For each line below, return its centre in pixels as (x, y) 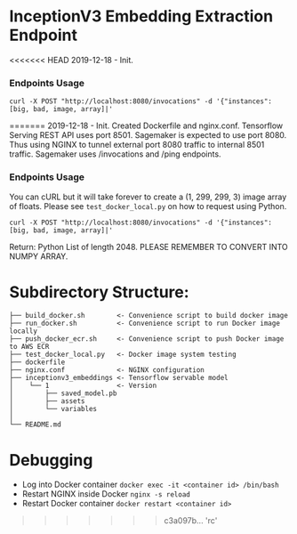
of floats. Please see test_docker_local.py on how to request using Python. (148, 206)
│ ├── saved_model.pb (63, 393)
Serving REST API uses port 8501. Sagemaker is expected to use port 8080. (148, 135)
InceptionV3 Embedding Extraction (141, 16)
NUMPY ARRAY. (39, 256)
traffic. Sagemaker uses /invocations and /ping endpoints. (115, 154)
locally (24, 331)
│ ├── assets (48, 401)
